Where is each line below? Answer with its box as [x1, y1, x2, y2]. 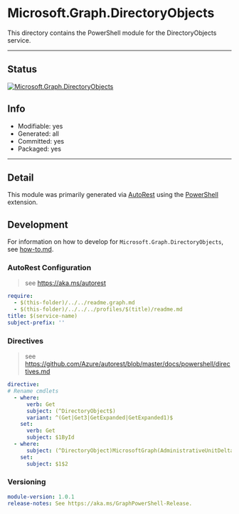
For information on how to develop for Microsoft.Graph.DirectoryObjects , [7, 237, 224, 246]
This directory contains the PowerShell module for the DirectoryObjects [7, 28, 217, 37]
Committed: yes [17, 136, 65, 145]
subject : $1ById [26, 434, 75, 441]
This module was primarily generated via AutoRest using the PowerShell [7, 191, 219, 199]
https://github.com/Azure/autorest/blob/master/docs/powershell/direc [24, 360, 231, 368]
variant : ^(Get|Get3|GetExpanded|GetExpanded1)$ [26, 414, 174, 421]
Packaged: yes [17, 144, 62, 153]
